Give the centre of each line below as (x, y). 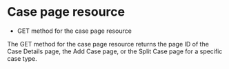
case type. (22, 58)
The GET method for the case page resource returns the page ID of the (108, 44)
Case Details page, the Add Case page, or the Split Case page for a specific (115, 51)
